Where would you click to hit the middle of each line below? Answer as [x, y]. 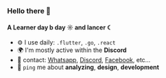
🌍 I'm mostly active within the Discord [72, 50]
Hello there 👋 [29, 11]
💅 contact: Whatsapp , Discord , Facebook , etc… [84, 60]
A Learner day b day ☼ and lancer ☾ [60, 27]
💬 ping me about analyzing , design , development [88, 67]
